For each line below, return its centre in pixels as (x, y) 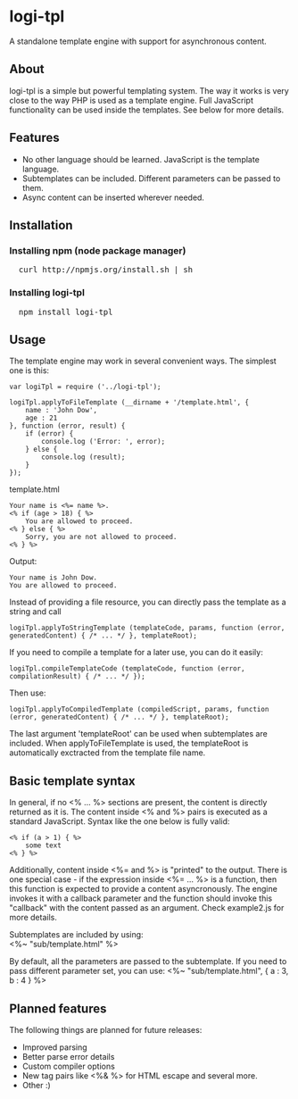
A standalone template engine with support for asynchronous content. (138, 41)
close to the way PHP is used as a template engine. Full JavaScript (132, 100)
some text (44, 845)
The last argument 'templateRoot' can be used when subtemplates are (138, 734)
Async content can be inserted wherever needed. (113, 197)
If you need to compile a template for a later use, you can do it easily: (136, 653)
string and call (35, 612)
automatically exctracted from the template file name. (108, 753)
